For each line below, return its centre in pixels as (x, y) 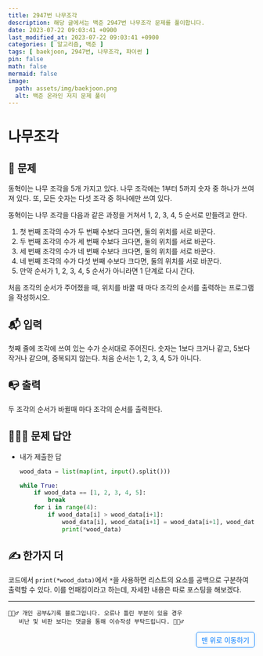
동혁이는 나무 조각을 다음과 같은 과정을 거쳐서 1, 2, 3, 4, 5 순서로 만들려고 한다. (128, 215)
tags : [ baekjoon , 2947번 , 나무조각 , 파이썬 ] (79, 52)
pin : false (26, 60)
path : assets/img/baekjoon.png (66, 88)
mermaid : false (33, 74)
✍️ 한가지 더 (36, 556)
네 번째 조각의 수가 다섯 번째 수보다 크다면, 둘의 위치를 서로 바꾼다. (120, 261)
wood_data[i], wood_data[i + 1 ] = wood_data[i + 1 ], (142, 522)
